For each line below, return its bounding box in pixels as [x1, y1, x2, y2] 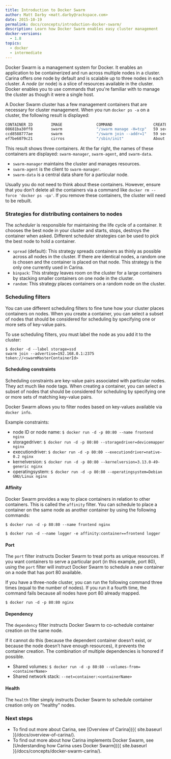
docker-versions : [5, 31, 42, 36]
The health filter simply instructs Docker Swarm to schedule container [5, 696, 153, 702]
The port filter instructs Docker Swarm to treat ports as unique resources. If [5, 553, 164, 559]
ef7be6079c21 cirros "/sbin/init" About [5, 136, 165, 141]
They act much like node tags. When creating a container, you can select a [5, 383, 162, 389]
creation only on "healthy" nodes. [5, 702, 76, 708]
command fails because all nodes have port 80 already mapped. [5, 590, 140, 596]
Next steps [5, 715, 33, 722]
